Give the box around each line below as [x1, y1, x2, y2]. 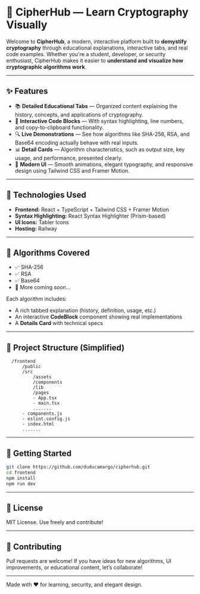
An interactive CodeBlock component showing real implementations [14, 313, 183, 320]
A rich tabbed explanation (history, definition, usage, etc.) [14, 307, 157, 314]
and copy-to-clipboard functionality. [14, 124, 104, 131]
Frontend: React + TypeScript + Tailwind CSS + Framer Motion [14, 206, 170, 213]
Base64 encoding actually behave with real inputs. [14, 139, 139, 146]
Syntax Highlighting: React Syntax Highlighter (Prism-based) [14, 212, 166, 219]
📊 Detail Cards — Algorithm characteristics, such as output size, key [14, 146, 185, 153]
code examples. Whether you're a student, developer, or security [6, 50, 165, 57]
